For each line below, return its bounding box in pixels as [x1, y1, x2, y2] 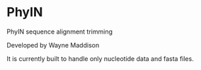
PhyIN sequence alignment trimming [6, 27, 113, 36]
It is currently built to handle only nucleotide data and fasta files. [6, 54, 194, 63]
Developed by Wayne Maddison [6, 41, 100, 49]
